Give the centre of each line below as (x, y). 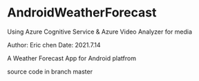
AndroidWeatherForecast (82, 13)
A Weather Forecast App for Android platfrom (72, 58)
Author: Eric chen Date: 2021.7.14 (54, 45)
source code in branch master (50, 71)
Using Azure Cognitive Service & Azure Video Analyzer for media (99, 32)
